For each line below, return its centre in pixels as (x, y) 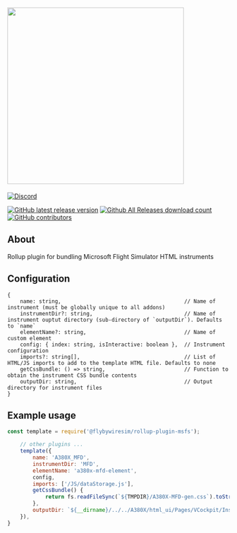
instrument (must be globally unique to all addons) (86, 307)
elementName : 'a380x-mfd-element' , (85, 471)
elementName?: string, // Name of (118, 332)
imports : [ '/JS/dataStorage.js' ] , (83, 484)
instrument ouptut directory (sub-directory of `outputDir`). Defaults (115, 320)
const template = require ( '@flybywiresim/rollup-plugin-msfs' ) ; (104, 432)
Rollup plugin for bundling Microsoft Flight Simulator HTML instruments (110, 256)
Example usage (42, 415)
